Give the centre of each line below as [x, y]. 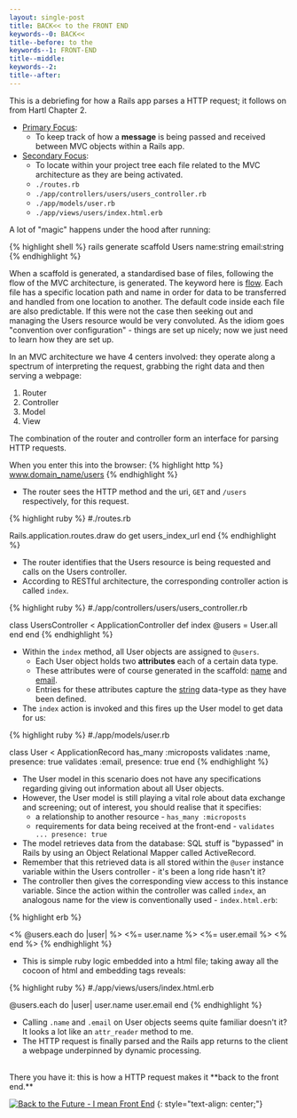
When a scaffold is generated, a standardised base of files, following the [141, 273]
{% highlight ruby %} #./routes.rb [70, 518]
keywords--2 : [33, 68]
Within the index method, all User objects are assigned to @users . [141, 651]
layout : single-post [47, 17]
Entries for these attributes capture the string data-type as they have [160, 689]
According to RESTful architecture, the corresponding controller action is [155, 581]
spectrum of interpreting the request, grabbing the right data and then [137, 366]
